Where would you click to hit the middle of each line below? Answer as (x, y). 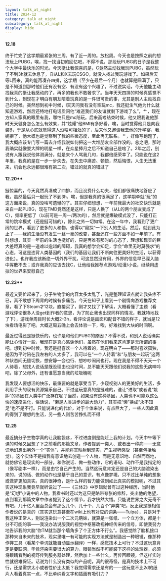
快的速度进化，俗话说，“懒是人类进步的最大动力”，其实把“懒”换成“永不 (77, 402)
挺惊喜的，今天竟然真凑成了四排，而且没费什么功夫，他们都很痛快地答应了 (81, 190)
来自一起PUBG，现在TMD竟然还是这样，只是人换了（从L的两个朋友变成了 (80, 209)
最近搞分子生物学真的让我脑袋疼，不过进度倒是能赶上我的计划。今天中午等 (81, 437)
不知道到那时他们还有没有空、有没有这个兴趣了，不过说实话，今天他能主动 (85, 87)
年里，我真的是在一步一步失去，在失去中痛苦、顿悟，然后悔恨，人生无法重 (81, 161)
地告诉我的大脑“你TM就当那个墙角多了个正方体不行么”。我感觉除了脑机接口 (82, 530)
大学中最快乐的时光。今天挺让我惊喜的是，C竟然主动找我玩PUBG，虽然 (82, 68)
